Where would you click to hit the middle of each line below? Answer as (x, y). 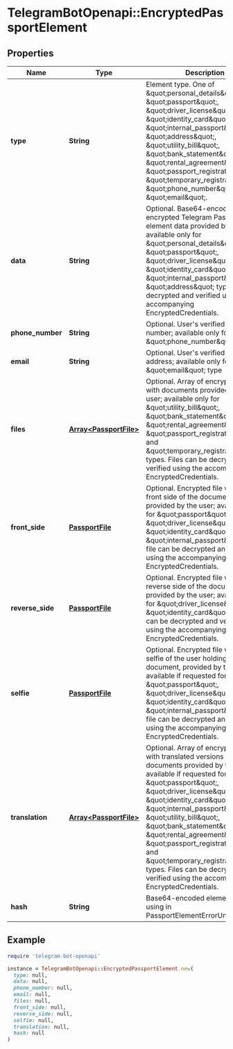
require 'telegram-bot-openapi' (54, 956)
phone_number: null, (43, 988)
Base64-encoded (175, 898)
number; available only (182, 333)
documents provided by (184, 765)
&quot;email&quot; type (184, 370)
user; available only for (182, 399)
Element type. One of (180, 84)
